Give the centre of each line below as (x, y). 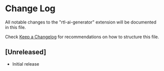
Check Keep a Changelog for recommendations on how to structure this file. (82, 37)
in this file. (15, 27)
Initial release (26, 64)
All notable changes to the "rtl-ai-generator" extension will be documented (81, 22)
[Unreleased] (26, 52)
